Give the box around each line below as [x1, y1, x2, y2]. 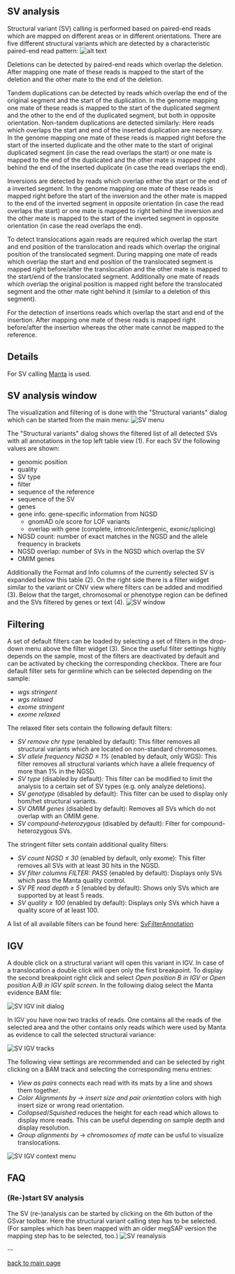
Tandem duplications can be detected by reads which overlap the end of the [7, 88, 227, 97]
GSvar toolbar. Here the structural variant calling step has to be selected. [7, 1217, 218, 1225]
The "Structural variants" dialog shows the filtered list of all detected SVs [7, 429, 218, 438]
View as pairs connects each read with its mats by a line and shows [17, 1079, 213, 1087]
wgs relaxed [17, 696, 53, 704]
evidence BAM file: [7, 989, 62, 997]
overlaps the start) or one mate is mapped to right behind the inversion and [7, 206, 224, 215]
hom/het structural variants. [17, 797, 98, 806]
